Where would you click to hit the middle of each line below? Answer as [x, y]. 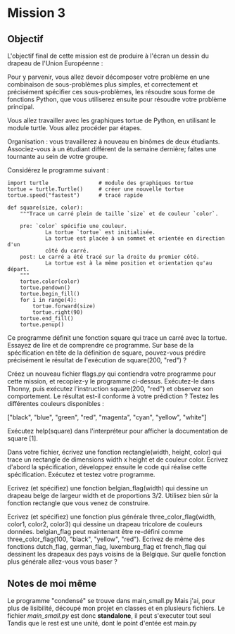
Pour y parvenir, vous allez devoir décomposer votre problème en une [108, 77]
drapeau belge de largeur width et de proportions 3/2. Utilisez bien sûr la [113, 495]
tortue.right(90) [58, 312]
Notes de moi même [52, 584]
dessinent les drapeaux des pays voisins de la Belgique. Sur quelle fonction [117, 554]
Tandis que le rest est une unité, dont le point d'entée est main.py [102, 623]
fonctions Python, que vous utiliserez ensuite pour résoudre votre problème [117, 99]
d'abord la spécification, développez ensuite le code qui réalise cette [107, 467]
